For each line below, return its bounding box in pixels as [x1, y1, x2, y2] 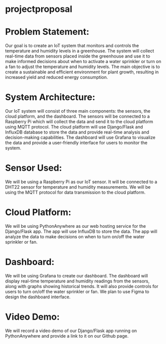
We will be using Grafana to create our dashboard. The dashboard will [5, 273, 148, 278]
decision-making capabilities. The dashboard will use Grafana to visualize [5, 135, 156, 140]
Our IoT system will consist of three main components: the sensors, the [5, 108, 151, 114]
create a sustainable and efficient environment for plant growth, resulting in [5, 69, 159, 75]
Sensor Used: [5, 162, 62, 174]
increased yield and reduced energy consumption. [5, 74, 108, 80]
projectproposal [5, 3, 73, 15]
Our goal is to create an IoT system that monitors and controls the [5, 43, 139, 49]
